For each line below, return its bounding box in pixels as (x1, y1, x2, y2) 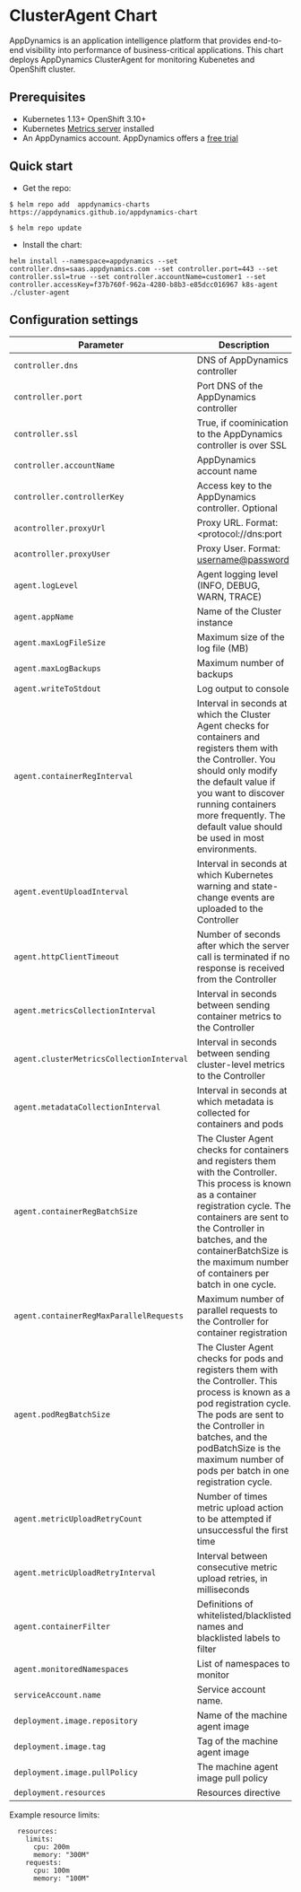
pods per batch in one (196, 1465, 289, 1477)
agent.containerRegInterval (13, 771, 133, 782)
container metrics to (196, 1011, 282, 1023)
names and (196, 1621, 244, 1634)
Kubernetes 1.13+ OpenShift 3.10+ (21, 113, 147, 124)
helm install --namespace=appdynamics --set (9, 257, 178, 266)
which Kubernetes (196, 869, 274, 881)
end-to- (253, 35, 282, 46)
